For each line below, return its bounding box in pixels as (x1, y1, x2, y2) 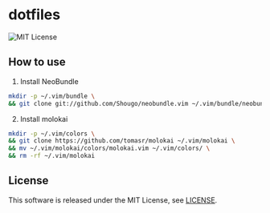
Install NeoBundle (19, 76, 79, 86)
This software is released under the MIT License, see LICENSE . (8, 195, 218, 205)
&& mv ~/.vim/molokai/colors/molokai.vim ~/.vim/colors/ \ (8, 144, 211, 153)
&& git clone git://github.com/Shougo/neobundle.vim (8, 99, 189, 107)
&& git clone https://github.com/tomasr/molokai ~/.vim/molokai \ (8, 137, 235, 145)
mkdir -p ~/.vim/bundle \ (8, 92, 95, 100)
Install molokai (19, 114, 68, 123)
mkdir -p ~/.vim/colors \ (8, 130, 95, 138)
